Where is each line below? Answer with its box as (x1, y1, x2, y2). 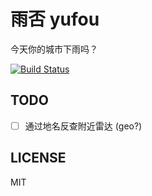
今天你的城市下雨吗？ (10, 43, 98, 55)
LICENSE (10, 150, 67, 167)
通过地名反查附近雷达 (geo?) (24, 120, 143, 132)
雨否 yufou (10, 8, 100, 31)
